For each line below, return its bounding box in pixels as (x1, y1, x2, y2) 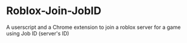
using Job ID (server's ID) (6, 29, 70, 37)
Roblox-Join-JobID (6, 4, 102, 18)
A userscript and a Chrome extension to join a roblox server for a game (6, 24, 181, 31)
